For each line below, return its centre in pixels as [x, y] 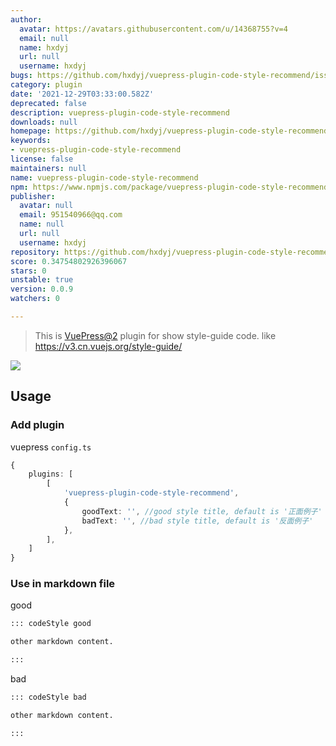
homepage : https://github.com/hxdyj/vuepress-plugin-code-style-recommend [169, 131]
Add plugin [37, 425]
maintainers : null [48, 168]
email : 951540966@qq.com [71, 215]
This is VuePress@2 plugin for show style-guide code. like [155, 335]
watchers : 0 [35, 299]
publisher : [33, 196]
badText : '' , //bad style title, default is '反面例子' [197, 521]
